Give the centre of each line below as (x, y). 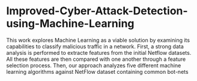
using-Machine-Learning (70, 24)
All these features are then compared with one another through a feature (96, 59)
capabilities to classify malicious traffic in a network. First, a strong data (95, 46)
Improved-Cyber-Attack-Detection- (97, 11)
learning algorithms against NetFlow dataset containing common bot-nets (97, 71)
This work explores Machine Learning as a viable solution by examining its (98, 40)
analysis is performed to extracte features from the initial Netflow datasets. (99, 52)
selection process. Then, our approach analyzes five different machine (94, 65)
